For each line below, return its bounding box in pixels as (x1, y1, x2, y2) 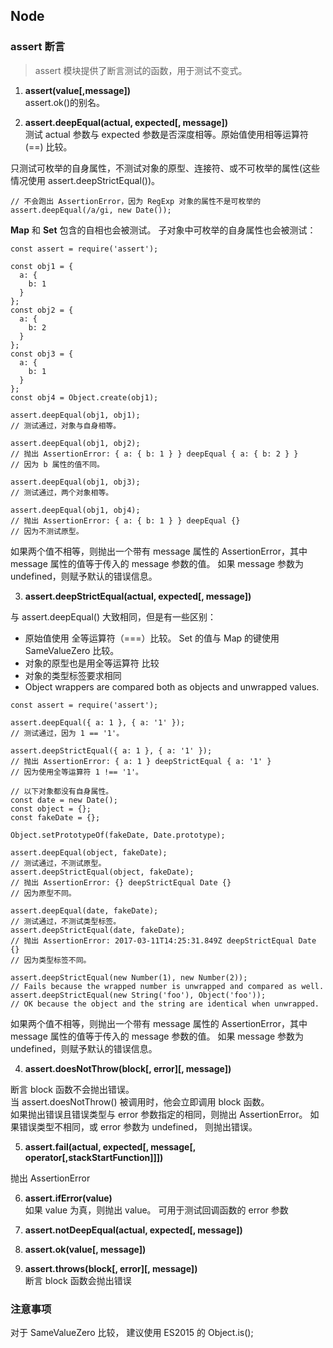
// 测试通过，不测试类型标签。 (10, 916, 122, 926)
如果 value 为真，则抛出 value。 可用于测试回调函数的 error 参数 (24, 1204, 289, 1216)
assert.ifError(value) (24, 1192, 113, 1204)
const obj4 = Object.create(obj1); (10, 392, 159, 403)
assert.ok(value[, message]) (24, 1243, 147, 1255)
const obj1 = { (10, 261, 74, 271)
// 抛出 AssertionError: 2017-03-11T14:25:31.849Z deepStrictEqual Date (10, 935, 317, 946)
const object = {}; (10, 804, 92, 814)
